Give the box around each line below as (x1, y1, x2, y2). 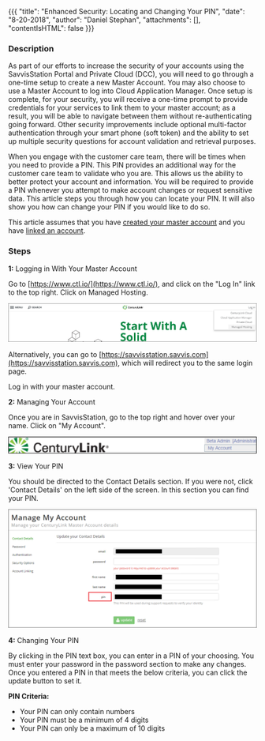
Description (8, 43, 54, 54)
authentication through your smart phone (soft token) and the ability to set (8, 128, 249, 137)
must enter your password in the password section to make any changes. (8, 660, 247, 669)
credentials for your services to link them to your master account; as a (8, 103, 237, 113)
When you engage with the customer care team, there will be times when (8, 152, 246, 161)
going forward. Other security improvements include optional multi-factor (8, 120, 247, 130)
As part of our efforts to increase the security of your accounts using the (8, 61, 244, 70)
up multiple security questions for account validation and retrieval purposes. (8, 137, 256, 146)
